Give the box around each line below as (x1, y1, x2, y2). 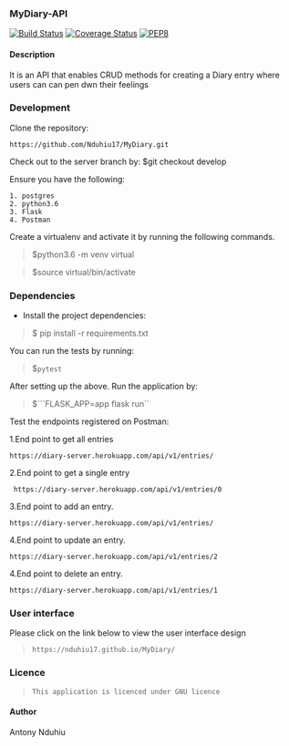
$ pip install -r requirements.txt (31, 327, 149, 339)
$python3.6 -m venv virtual (31, 249, 135, 260)
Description (9, 48, 56, 59)
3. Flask (9, 207, 43, 216)
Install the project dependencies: (22, 310, 147, 321)
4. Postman (9, 215, 51, 224)
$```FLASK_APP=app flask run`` (31, 399, 150, 409)
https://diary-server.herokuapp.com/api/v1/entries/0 (13, 485, 222, 494)
